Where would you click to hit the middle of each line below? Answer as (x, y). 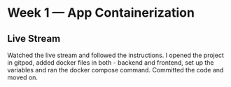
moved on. (23, 77)
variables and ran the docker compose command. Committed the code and (115, 70)
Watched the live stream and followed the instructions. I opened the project (115, 55)
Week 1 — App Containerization (101, 13)
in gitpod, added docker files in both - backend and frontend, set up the (111, 63)
